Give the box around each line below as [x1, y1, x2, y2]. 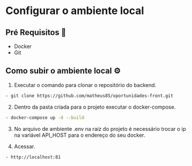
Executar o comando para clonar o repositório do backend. [13, 81, 156, 88]
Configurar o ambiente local [5, 4, 145, 18]
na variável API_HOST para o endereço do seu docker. [13, 132, 146, 139]
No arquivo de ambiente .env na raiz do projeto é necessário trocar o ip [13, 125, 187, 132]
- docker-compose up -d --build [5, 115, 84, 120]
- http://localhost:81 [5, 154, 61, 160]
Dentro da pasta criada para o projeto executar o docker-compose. [13, 103, 176, 110]
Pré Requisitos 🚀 [5, 27, 67, 37]
